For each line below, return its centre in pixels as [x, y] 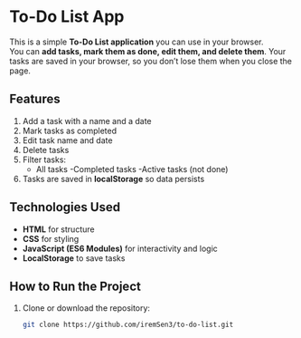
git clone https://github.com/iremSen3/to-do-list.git [128, 325]
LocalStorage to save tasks [74, 258]
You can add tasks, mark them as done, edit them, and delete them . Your [148, 51]
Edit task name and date [67, 140]
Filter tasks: [44, 159]
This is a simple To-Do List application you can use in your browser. [136, 42]
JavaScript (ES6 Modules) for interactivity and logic [120, 248]
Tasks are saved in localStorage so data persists [113, 179]
